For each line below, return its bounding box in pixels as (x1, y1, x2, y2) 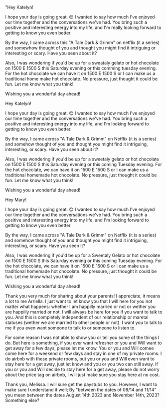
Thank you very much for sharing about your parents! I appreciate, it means (5, 293, 161, 299)
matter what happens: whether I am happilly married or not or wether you (5, 303, 156, 309)
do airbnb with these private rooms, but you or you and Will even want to (5, 356, 155, 361)
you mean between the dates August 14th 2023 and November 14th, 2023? (5, 392, 160, 398)
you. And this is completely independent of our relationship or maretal (5, 314, 149, 320)
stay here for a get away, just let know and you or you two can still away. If (5, 361, 159, 367)
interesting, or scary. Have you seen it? (5, 242, 86, 248)
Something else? (5, 397, 40, 403)
